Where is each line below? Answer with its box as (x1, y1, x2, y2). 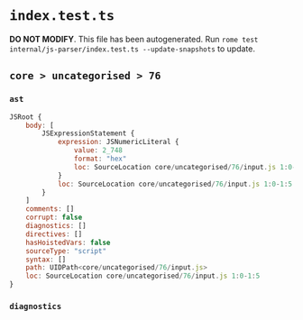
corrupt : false (25, 213, 83, 223)
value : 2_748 (73, 146, 124, 155)
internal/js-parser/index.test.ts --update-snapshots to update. (9, 43, 255, 54)
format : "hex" (73, 154, 127, 163)
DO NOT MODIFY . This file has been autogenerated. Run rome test (9, 33, 259, 44)
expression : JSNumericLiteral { (57, 138, 179, 147)
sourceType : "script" (25, 246, 106, 255)
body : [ (25, 121, 54, 130)
